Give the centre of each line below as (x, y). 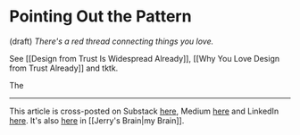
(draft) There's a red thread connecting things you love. (112, 41)
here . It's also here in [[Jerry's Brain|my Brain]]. (97, 120)
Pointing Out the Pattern (100, 17)
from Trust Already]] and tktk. (64, 68)
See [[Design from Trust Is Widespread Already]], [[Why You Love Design (144, 58)
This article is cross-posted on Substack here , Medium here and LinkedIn (144, 111)
